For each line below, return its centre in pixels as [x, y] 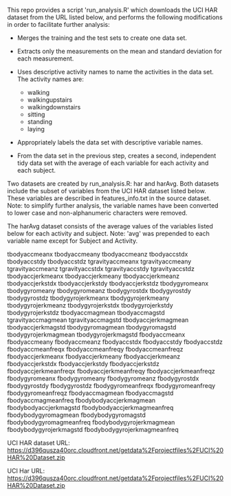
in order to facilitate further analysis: [58, 24]
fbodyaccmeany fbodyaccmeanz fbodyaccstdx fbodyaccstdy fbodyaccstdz [115, 342]
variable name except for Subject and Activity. [73, 241]
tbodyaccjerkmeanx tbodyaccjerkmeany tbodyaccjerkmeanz [93, 276]
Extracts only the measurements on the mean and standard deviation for [119, 51]
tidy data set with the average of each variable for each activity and [113, 163]
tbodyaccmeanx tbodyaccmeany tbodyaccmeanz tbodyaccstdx [98, 254]
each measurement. [45, 58]
